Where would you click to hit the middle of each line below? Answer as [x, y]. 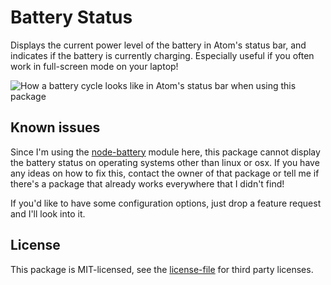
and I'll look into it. [48, 213]
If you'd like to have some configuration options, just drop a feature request [166, 203]
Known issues [55, 127]
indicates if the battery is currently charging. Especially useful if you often [162, 55]
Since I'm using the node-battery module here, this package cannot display [165, 152]
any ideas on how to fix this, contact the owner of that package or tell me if [165, 173]
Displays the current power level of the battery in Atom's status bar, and [158, 45]
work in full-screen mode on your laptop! [94, 66]
